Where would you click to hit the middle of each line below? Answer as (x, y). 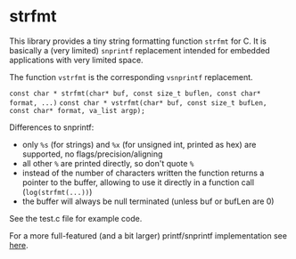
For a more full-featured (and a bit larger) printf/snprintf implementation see (148, 235)
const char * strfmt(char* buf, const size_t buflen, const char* (135, 93)
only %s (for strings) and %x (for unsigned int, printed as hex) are (139, 144)
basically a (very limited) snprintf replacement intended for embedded (140, 50)
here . (19, 245)
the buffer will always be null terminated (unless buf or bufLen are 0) (148, 201)
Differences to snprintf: (52, 127)
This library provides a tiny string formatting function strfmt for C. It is (138, 41)
